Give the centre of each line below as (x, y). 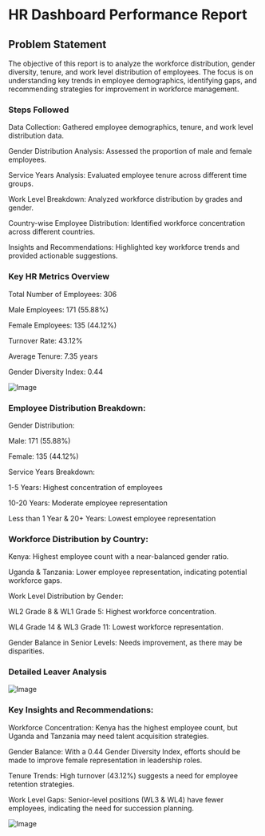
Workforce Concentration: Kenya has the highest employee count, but (123, 727)
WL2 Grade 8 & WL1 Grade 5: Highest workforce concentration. (113, 612)
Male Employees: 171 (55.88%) (59, 309)
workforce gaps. (35, 581)
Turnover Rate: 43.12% (45, 340)
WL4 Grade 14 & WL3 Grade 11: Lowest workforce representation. (116, 627)
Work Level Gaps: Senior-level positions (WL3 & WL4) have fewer (116, 799)
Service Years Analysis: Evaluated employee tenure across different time (128, 175)
